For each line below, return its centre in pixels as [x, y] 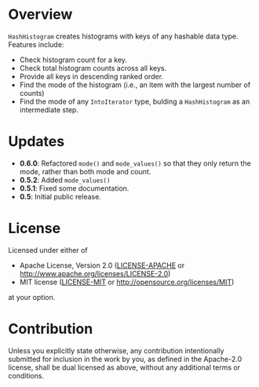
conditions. [26, 375]
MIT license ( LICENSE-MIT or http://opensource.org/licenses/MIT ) [127, 282]
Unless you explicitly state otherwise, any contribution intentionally [116, 350]
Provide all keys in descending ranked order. [91, 76]
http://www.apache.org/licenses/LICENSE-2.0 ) [95, 273]
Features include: [36, 44]
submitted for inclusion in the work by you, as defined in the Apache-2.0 [125, 359]
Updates [36, 142]
